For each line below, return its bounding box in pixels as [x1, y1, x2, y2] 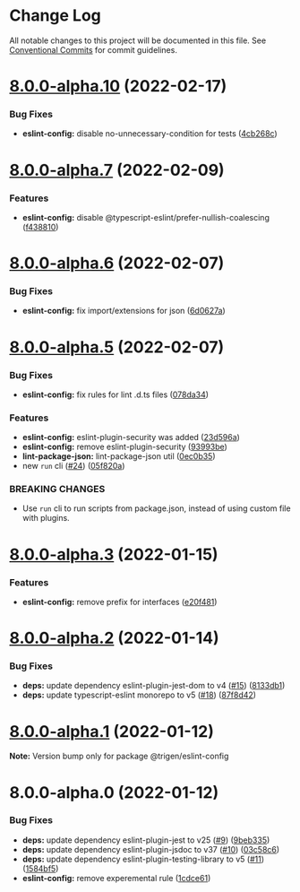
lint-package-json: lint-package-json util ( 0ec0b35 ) [21, 451, 217, 462]
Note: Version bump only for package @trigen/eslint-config [9, 750, 229, 762]
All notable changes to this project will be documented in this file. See [9, 35, 267, 46]
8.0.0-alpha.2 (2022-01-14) [9, 628, 219, 648]
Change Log [9, 5, 101, 26]
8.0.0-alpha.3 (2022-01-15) [9, 544, 219, 565]
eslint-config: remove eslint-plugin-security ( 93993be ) [21, 441, 228, 453]
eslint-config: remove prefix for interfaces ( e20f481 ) [21, 596, 218, 607]
